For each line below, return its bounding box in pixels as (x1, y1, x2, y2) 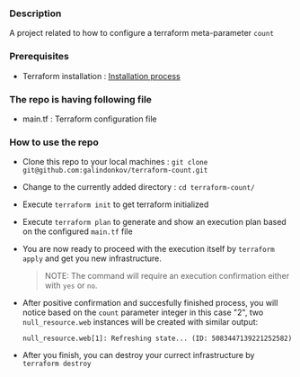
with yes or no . (44, 280, 98, 291)
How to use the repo (9, 136, 99, 148)
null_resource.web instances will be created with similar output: (22, 317, 259, 328)
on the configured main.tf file (22, 226, 133, 237)
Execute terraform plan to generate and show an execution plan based (22, 217, 287, 228)
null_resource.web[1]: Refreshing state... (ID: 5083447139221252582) (22, 334, 293, 344)
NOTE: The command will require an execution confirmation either (44, 271, 290, 282)
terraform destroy (22, 359, 92, 369)
